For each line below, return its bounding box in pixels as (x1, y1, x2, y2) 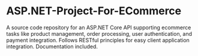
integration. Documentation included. (6, 43, 98, 50)
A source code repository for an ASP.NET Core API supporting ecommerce (6, 24, 191, 31)
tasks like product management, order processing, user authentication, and (6, 30, 193, 37)
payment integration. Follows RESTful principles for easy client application (6, 36, 190, 43)
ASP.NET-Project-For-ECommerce (6, 4, 182, 18)
